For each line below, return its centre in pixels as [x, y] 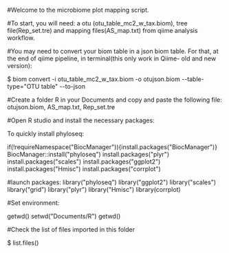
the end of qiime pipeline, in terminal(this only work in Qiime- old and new [112, 58]
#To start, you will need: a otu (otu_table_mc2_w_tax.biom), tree [97, 23]
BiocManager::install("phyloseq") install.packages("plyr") [88, 154]
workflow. [21, 38]
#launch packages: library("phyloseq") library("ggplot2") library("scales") [112, 182]
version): [20, 66]
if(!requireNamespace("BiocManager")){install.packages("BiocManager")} [112, 147]
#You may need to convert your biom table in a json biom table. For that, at [113, 51]
